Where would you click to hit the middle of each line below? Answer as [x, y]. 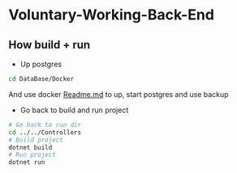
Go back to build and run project [74, 110]
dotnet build [30, 147]
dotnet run [27, 162]
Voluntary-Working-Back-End [112, 15]
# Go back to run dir [45, 124]
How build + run [50, 45]
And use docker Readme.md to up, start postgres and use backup [118, 94]
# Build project [36, 140]
